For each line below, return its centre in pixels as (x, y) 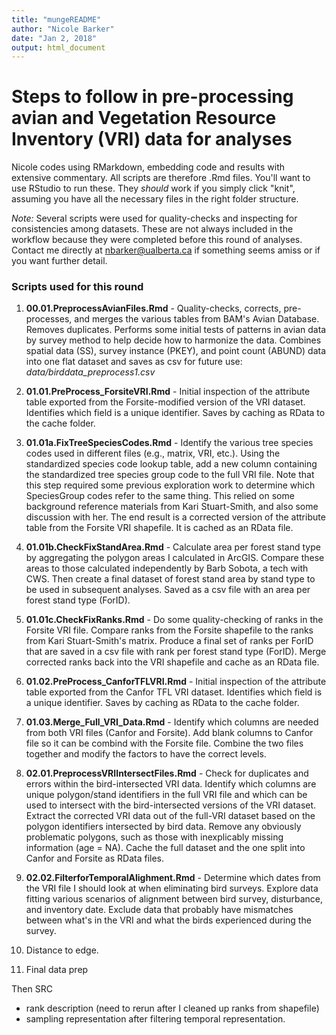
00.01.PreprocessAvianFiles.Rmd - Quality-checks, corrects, (153, 308)
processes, (49, 319)
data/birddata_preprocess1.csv (90, 372)
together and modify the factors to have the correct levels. (146, 754)
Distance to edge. (62, 950)
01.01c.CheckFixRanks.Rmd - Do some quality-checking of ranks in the (174, 620)
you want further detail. (59, 261)
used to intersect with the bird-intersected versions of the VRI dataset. (171, 805)
